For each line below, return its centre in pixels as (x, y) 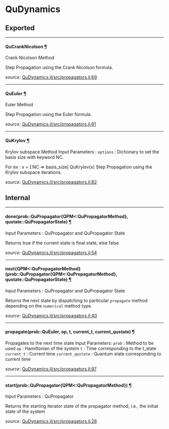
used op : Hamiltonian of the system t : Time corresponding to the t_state (81, 348)
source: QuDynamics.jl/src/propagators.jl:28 (51, 421)
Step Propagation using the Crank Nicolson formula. (59, 68)
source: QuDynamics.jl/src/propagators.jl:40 (51, 316)
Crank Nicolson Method (30, 58)
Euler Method (19, 105)
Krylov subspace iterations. (33, 172)
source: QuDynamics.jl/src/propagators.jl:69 (51, 77)
